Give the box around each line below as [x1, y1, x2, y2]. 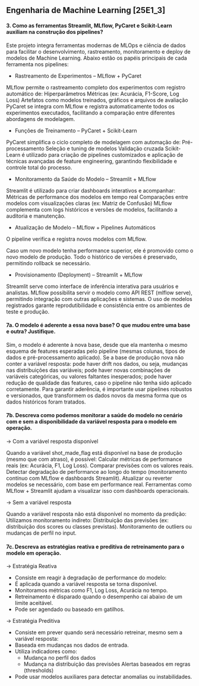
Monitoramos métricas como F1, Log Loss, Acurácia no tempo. [14, 587, 168, 594]
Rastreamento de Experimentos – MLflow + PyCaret [14, 72, 141, 79]
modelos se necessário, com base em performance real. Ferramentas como [6, 481, 192, 488]
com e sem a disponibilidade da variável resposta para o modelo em [6, 418, 177, 426]
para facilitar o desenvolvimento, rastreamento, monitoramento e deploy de [6, 48, 191, 55]
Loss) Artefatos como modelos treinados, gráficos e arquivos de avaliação [6, 96, 188, 104]
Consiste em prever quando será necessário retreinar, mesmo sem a [14, 629, 182, 636]
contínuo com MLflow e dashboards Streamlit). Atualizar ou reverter [6, 474, 172, 482]
